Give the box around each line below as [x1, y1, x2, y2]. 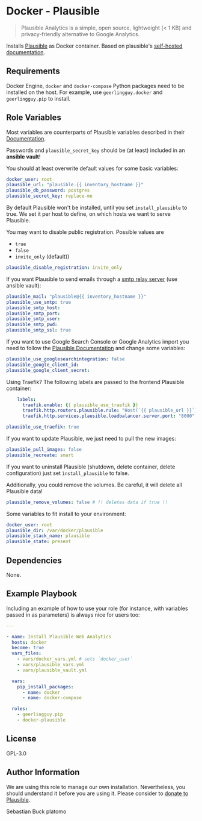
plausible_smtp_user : [6, 316, 61, 322]
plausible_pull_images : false [6, 447, 82, 453]
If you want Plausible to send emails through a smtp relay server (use [6, 275, 177, 283]
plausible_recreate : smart [6, 452, 74, 458]
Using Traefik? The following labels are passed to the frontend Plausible [6, 378, 185, 385]
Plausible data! [6, 487, 43, 495]
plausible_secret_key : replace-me [6, 193, 93, 200]
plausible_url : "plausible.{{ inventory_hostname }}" [6, 182, 144, 188]
